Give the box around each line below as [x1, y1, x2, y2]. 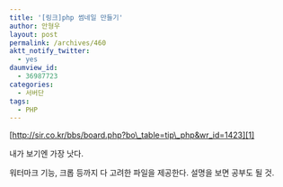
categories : [9, 80, 54, 89]
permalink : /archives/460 [9, 38, 106, 48]
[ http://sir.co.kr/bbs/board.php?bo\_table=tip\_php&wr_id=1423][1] [9, 129, 255, 140]
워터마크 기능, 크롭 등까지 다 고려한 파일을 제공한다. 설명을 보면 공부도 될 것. [9, 167, 275, 178]
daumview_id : [9, 64, 58, 73]
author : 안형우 [9, 22, 61, 31]
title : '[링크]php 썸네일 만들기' [9, 13, 124, 22]
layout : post [9, 30, 58, 39]
